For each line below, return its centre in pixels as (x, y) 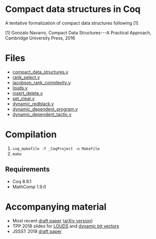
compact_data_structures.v (40, 72)
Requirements (27, 169)
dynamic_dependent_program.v (45, 109)
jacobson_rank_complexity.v (41, 82)
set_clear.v (23, 98)
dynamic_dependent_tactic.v (42, 114)
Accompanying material (56, 207)
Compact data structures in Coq (73, 9)
